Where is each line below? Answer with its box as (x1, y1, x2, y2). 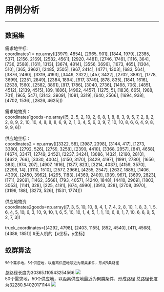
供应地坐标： (5, 135, 31, 141)
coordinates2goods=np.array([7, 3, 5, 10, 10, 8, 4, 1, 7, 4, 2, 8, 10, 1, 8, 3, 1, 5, (5, 204, 157, 210)
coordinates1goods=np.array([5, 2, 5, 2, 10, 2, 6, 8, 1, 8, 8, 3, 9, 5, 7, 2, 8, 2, (5, 114, 155, 120)
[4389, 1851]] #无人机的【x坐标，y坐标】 (5, 230, 87, 236)
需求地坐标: (5, 45, 28, 51)
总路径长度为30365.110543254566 (5, 270, 75, 275)
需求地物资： (5, 108, 31, 114)
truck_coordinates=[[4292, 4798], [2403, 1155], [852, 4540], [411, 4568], (5, 225, 152, 230)
